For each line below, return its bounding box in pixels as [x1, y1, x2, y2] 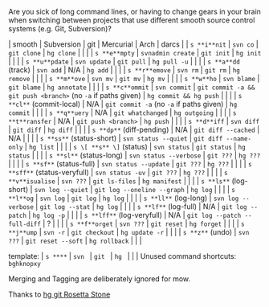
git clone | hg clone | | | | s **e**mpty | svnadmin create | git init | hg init [8, 48, 262, 57]
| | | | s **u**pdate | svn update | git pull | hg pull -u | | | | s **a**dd [8, 56, 241, 66]
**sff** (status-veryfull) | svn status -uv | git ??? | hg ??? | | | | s [8, 168, 228, 177]
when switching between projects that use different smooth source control [8, 15, 255, 25]
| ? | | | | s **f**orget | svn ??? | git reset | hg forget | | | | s [43, 219, 245, 228]
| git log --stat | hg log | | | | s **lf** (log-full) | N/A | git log [35, 202, 247, 211]
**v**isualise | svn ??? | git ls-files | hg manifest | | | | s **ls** [8, 176, 230, 186]
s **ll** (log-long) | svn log [143, 193, 239, 203]
